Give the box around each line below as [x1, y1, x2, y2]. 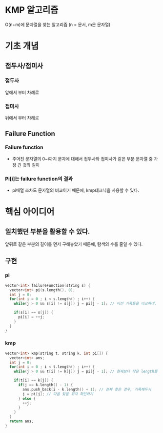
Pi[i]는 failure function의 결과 [5, 175, 73, 182]
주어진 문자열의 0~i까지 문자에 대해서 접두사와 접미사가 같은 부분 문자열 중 [12, 156, 153, 161]
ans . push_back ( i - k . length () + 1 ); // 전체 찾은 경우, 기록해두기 [22, 387, 151, 392]
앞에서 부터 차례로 [5, 89, 39, 95]
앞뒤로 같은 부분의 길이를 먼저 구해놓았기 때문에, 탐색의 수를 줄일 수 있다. [5, 241, 143, 247]
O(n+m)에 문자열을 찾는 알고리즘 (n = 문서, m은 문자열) [5, 22, 111, 27]
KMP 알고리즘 [5, 4, 59, 16]
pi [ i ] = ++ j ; [18, 315, 45, 319]
